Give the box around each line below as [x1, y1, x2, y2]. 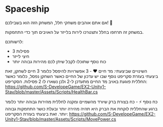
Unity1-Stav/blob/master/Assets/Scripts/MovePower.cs [5, 116, 116, 122]
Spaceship [5, 3, 50, 15]
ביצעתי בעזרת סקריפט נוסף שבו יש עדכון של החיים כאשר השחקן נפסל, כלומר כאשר [5, 73, 159, 79]
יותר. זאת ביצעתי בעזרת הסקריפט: [5, 111, 68, 117]
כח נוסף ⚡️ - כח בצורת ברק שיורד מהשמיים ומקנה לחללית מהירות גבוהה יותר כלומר [5, 99, 158, 104]
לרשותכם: [5, 38, 24, 45]
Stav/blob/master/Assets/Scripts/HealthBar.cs [5, 89, 98, 95]
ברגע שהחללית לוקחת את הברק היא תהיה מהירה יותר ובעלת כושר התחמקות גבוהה [5, 105, 158, 111]
